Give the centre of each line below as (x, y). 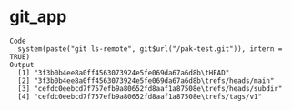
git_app (38, 17)
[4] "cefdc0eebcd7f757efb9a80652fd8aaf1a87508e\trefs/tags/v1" (140, 96)
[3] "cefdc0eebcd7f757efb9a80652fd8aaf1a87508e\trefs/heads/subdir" (150, 88)
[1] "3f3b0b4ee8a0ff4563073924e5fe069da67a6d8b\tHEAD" (124, 73)
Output (22, 65)
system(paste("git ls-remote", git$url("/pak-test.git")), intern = (150, 49)
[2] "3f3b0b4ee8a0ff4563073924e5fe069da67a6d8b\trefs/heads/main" (146, 80)
